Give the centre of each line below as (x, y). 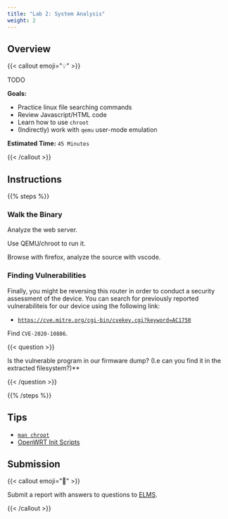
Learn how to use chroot (53, 122)
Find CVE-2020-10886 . (38, 333)
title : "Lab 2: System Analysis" (56, 14)
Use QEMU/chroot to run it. (46, 243)
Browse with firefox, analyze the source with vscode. (84, 257)
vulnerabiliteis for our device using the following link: (84, 306)
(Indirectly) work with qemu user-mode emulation (87, 130)
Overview (29, 49)
